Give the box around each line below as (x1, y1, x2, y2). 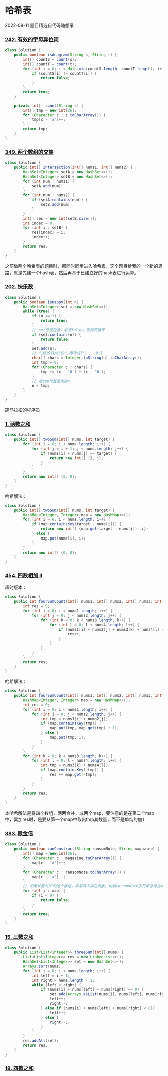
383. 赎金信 (5, 830, 33, 837)
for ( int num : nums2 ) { (23, 193, 75, 198)
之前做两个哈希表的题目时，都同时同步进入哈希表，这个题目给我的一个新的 (5, 263, 158, 269)
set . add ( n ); (31, 346, 57, 351)
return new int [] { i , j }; (49, 455, 104, 461)
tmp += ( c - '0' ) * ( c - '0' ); (40, 369, 106, 374)
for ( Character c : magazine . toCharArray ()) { (23, 856, 122, 861)
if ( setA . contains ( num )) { (31, 197, 88, 203)
